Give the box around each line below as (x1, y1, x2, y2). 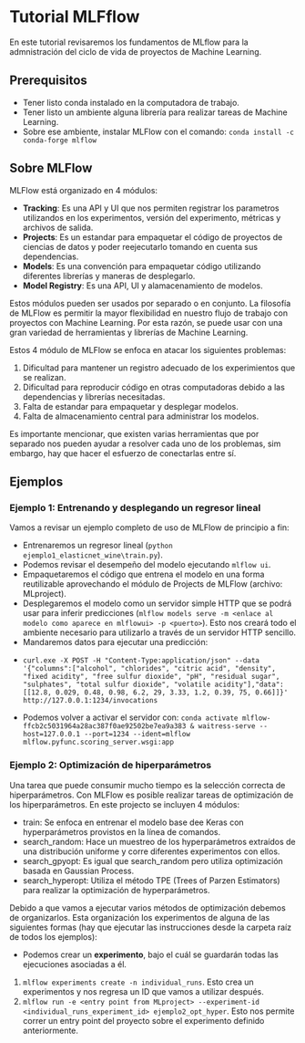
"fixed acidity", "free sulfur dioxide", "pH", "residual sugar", (22, 673, 280, 682)
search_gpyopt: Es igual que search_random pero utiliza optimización (22, 855, 284, 866)
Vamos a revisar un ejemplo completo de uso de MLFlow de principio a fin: (9, 522, 290, 533)
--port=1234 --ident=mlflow (84, 730, 191, 739)
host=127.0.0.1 (22, 730, 81, 739)
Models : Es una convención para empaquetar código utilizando (22, 260, 261, 271)
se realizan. (22, 371, 66, 382)
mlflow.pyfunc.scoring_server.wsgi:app (22, 737, 175, 747)
